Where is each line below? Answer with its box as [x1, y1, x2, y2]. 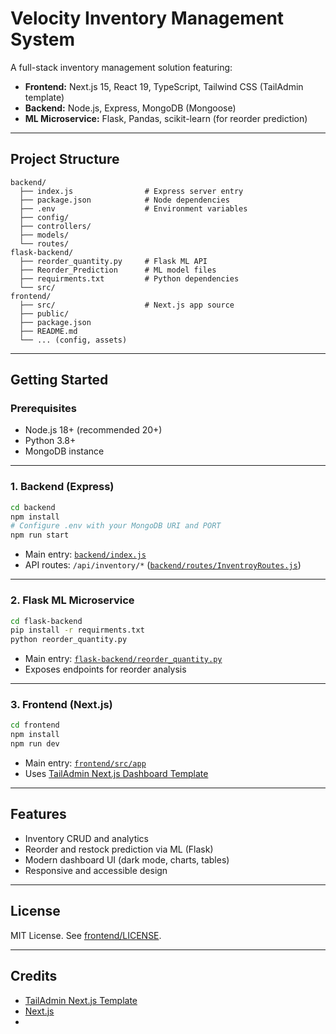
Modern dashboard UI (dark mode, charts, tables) [24, 853, 230, 866]
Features [10, 806, 67, 823]
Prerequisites [10, 402, 77, 416]
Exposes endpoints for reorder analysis [24, 663, 187, 676]
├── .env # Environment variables [19, 203, 248, 214]
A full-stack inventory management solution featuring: [10, 61, 233, 73]
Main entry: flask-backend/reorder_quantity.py [24, 653, 223, 665]
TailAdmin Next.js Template [24, 994, 138, 1006]
